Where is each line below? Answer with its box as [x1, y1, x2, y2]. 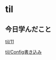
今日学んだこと [5, 25, 51, 33]
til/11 [5, 39, 14, 44]
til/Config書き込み [5, 49, 42, 55]
